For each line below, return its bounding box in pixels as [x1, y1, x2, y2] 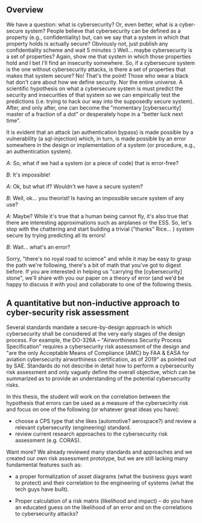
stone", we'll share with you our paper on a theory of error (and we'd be [6, 274, 185, 281]
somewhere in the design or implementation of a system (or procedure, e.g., [6, 141, 196, 148]
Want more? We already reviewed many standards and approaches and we [6, 448, 193, 456]
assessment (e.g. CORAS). [14, 436, 81, 443]
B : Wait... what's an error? [6, 243, 71, 251]
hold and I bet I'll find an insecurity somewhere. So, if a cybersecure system [6, 59, 195, 66]
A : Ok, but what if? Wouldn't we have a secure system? [6, 183, 144, 190]
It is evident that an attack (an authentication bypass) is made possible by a [6, 128, 194, 136]
